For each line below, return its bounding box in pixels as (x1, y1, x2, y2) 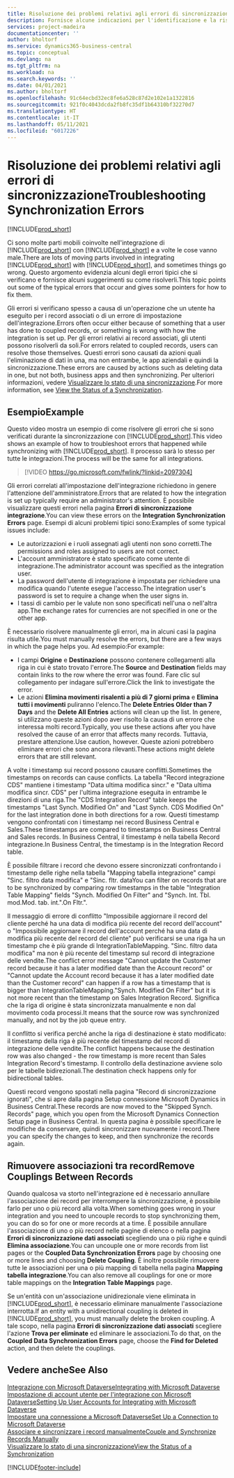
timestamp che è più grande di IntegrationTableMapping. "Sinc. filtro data (7, 942, 218, 950)
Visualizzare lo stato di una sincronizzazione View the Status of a (7, 1442, 192, 1451)
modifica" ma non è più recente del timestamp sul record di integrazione (7, 949, 215, 958)
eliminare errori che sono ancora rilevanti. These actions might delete (17, 745, 215, 754)
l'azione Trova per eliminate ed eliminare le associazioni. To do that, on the (7, 1329, 221, 1337)
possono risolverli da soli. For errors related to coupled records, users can (7, 341, 218, 350)
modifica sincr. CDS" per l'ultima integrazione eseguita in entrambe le (7, 788, 208, 797)
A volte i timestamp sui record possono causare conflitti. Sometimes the (7, 766, 212, 775)
